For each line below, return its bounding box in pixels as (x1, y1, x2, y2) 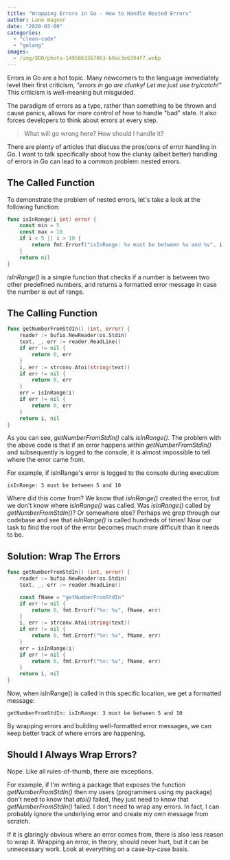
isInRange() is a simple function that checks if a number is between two (7, 272, 210, 281)
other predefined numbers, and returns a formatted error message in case (7, 280, 218, 288)
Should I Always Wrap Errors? (7, 749, 137, 760)
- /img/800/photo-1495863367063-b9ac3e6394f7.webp (13, 55, 161, 62)
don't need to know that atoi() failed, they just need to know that (7, 795, 189, 803)
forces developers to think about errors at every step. (7, 116, 159, 124)
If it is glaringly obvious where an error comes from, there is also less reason (7, 830, 224, 838)
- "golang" (13, 42, 45, 49)
